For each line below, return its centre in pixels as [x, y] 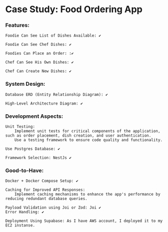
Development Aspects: [34, 116]
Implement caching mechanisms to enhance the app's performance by [87, 194]
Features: [17, 25]
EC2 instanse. [20, 225]
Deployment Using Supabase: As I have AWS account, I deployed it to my [84, 221]
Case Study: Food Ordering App [74, 9]
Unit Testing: [20, 127]
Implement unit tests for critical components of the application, [87, 131]
